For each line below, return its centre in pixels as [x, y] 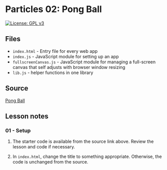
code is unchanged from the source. [50, 162]
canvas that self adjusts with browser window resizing [69, 67]
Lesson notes [27, 116]
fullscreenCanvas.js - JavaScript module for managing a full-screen [84, 62]
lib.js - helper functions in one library [53, 72]
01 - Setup [18, 130]
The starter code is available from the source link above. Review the [83, 141]
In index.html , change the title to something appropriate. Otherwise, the [87, 156]
